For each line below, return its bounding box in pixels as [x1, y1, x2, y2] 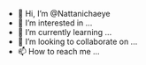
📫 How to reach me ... [17, 47, 100, 56]
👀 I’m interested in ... [17, 18, 93, 28]
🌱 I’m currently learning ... [17, 27, 112, 37]
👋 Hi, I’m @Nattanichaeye [17, 9, 111, 18]
